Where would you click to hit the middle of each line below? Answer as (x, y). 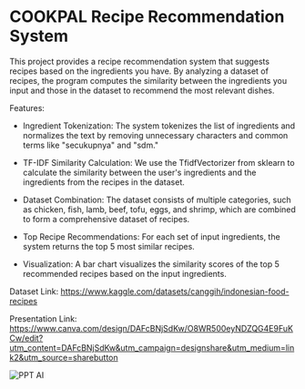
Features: (27, 107)
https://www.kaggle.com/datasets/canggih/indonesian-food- (175, 291)
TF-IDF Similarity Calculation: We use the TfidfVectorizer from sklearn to (158, 162)
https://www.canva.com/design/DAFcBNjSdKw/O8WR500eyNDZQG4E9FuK (152, 328)
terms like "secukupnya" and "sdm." (91, 145)
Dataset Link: (34, 291)
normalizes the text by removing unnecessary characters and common (155, 135)
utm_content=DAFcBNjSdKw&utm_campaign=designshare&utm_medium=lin (152, 347)
